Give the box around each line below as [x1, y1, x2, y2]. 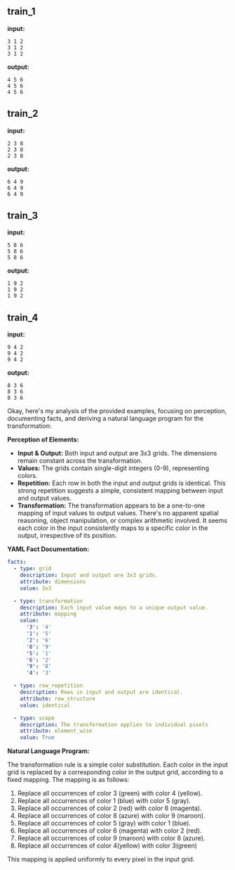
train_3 [7, 210, 39, 222]
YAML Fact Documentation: [7, 545, 90, 553]
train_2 [7, 108, 39, 120]
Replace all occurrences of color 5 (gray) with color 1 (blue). [17, 819, 192, 828]
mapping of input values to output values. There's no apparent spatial [17, 509, 219, 517]
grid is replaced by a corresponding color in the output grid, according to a [7, 768, 223, 776]
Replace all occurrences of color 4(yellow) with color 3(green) [17, 841, 198, 850]
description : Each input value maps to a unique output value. [20, 604, 209, 611]
